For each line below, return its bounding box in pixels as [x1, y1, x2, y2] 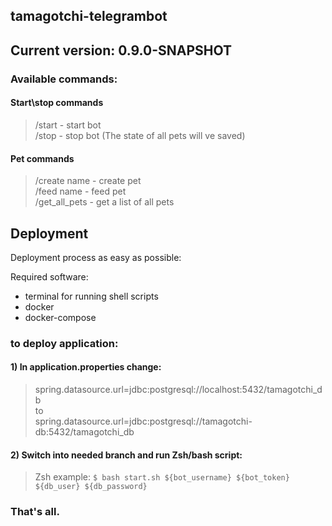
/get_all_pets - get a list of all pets [34, 196, 175, 208]
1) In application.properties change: [10, 361, 162, 373]
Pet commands [10, 152, 75, 164]
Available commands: [10, 72, 118, 86]
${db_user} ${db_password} [34, 482, 148, 492]
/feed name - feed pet [34, 185, 127, 198]
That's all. [10, 505, 60, 519]
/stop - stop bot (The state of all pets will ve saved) [34, 129, 246, 141]
